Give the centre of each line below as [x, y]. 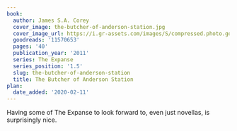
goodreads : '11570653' [46, 40]
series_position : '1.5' [48, 66]
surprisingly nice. [32, 120]
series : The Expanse [43, 60]
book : [15, 14]
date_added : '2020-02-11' [51, 92]
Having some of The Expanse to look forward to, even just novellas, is [108, 113]
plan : [15, 86]
